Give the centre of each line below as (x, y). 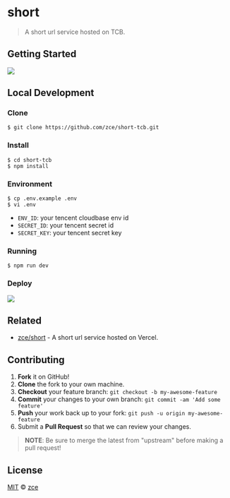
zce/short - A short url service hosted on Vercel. (88, 338)
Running (22, 251)
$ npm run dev (28, 266)
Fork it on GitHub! (43, 377)
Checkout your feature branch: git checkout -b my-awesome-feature (117, 392)
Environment (30, 184)
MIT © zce (23, 487)
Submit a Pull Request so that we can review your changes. (104, 427)
